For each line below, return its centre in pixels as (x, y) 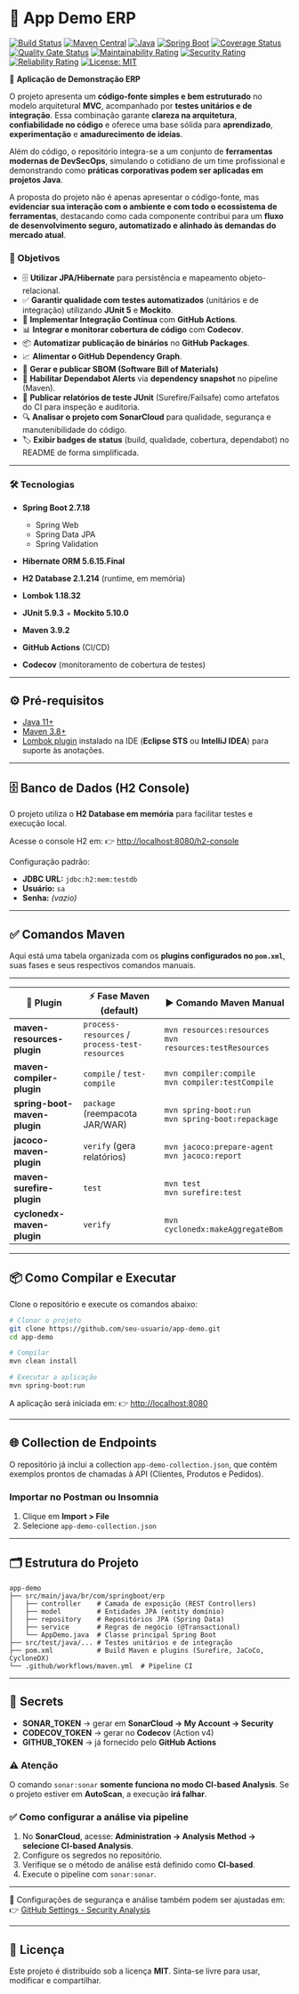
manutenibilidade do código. (74, 430)
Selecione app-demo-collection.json (89, 1526)
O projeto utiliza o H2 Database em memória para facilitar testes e (131, 814)
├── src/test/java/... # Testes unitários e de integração (121, 1642)
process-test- (113, 1044)
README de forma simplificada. (81, 452)
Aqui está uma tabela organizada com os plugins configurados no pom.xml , (147, 956)
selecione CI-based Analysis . (77, 1846)
